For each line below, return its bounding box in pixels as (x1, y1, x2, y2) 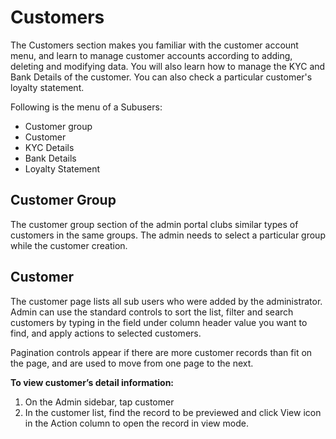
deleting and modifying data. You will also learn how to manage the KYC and (10, 60, 326, 72)
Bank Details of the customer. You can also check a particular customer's (10, 71, 313, 83)
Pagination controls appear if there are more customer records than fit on (10, 346, 313, 358)
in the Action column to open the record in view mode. (24, 417, 249, 429)
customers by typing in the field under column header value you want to (10, 316, 308, 328)
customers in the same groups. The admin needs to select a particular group (10, 229, 326, 241)
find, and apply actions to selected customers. (10, 327, 202, 339)
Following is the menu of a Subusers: (10, 101, 163, 113)
